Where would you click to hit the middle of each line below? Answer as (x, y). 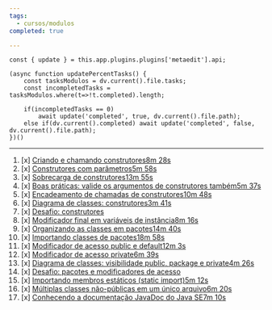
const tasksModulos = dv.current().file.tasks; (105, 82)
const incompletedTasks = (67, 88)
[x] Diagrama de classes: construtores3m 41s (96, 203)
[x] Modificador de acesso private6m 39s (90, 254)
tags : (18, 16)
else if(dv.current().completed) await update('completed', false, (139, 124)
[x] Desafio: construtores (62, 212)
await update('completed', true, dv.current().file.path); (140, 117)
